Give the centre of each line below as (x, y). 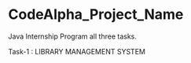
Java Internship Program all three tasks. (73, 36)
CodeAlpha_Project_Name (96, 15)
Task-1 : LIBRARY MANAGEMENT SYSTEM (77, 51)
